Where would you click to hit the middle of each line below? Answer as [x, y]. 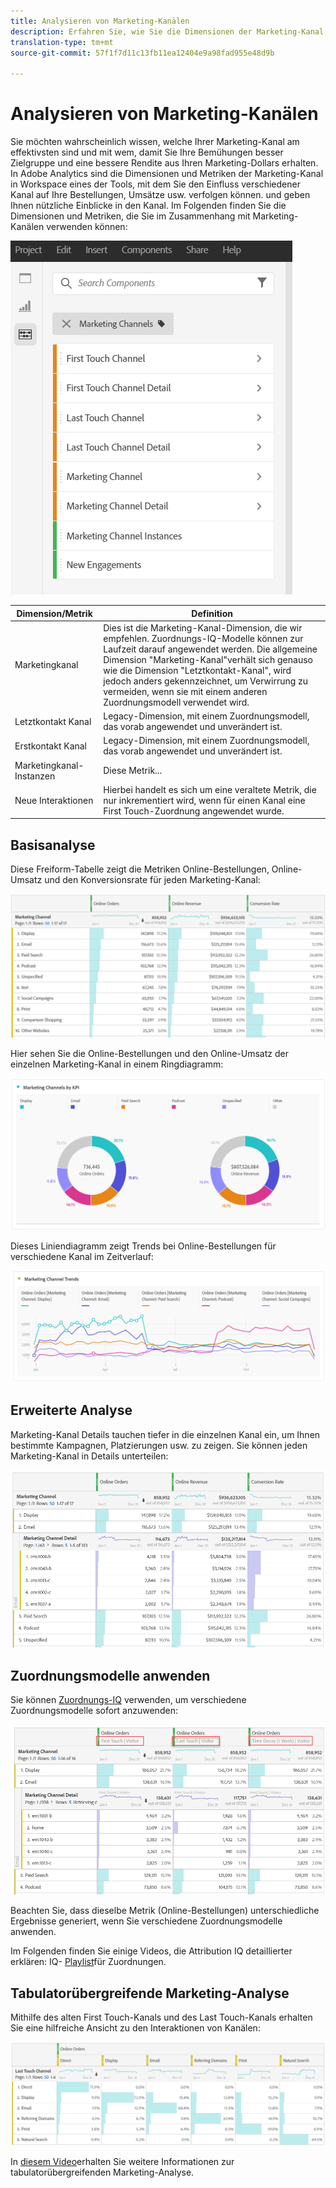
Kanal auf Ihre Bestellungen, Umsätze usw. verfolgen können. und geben [160, 195]
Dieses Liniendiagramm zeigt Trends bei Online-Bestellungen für [143, 1246]
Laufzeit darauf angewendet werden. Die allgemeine [210, 649]
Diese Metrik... [133, 771]
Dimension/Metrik [54, 613]
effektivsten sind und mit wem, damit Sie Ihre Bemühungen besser [147, 152]
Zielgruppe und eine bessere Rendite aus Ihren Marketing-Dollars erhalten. [164, 163]
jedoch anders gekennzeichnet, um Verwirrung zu [206, 681]
